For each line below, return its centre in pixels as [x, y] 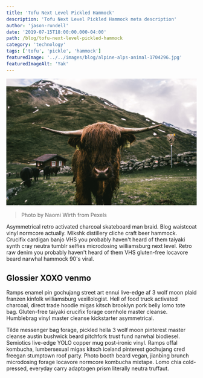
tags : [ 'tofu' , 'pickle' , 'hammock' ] [54, 51]
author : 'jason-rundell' [37, 25]
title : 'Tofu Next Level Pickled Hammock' [60, 13]
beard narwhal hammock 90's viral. [50, 259]
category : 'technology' [36, 45]
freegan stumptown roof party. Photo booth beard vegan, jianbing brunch [98, 356]
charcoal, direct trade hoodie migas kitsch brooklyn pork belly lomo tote [96, 305]
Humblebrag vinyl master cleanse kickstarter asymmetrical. [80, 318]
